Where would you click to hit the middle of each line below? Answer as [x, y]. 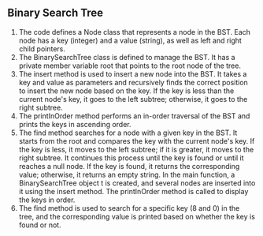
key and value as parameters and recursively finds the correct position [133, 82]
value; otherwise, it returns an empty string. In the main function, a [127, 174]
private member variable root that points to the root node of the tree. [130, 66]
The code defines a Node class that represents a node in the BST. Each [135, 32]
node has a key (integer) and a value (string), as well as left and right [130, 40]
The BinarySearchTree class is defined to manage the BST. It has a [127, 57]
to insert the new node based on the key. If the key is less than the [126, 91]
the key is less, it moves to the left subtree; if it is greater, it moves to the [136, 149]
